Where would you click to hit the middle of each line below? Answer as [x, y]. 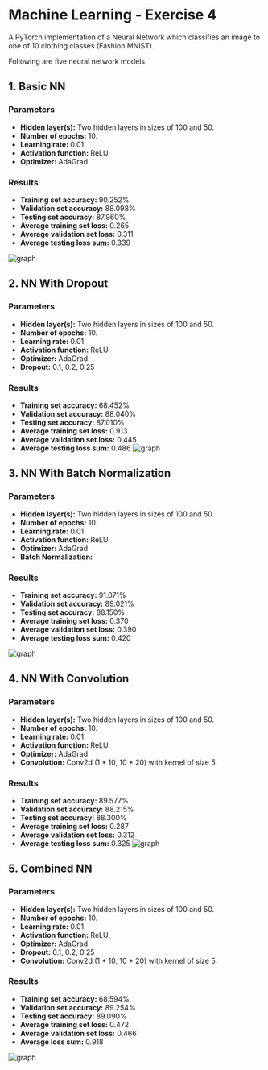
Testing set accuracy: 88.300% [73, 817]
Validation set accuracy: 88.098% [78, 208]
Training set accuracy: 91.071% [73, 595]
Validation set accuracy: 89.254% [78, 1007]
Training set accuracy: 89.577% [74, 800]
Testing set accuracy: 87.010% [72, 422]
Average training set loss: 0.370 [74, 620]
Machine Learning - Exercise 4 [113, 15]
